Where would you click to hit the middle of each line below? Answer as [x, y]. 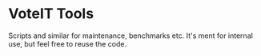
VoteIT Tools [51, 14]
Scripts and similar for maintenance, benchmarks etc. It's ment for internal [131, 35]
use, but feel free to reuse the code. [67, 43]
